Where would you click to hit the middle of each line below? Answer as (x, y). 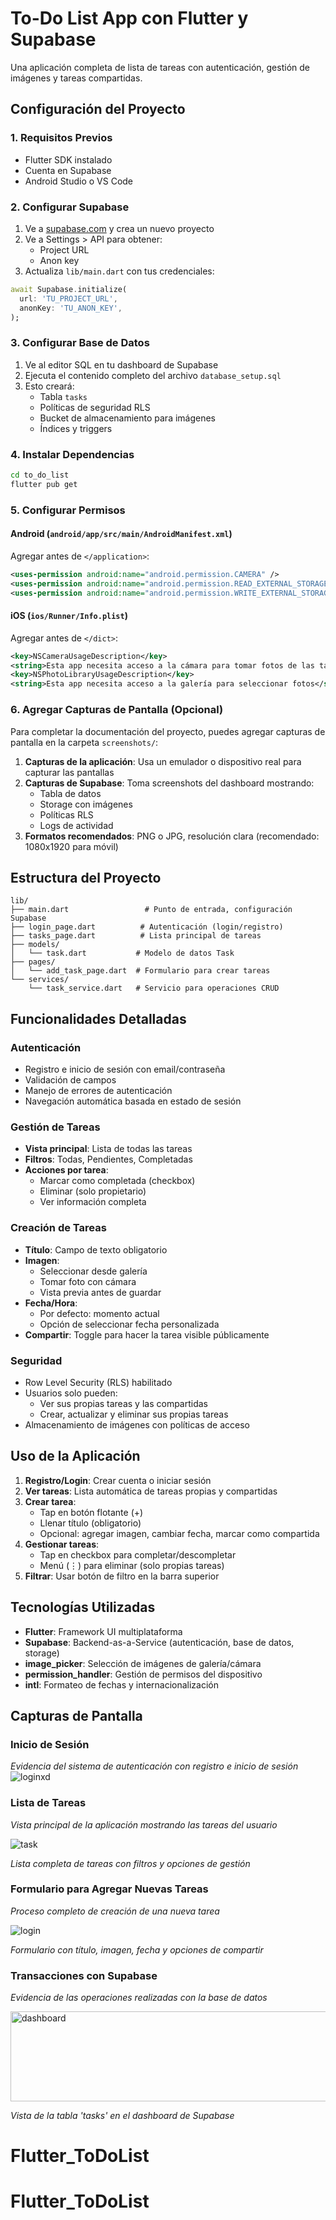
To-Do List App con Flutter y (129, 18)
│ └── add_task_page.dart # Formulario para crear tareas (140, 971)
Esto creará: (49, 386)
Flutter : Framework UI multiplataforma (103, 1631)
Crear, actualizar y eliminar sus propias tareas (134, 1414)
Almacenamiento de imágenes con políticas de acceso (137, 1424)
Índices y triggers (76, 428)
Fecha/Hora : (51, 1303)
